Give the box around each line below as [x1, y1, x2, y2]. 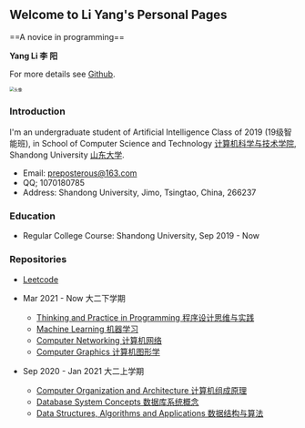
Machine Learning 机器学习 [36, 323, 139, 334]
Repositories [9, 253, 67, 266]
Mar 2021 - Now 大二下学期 [22, 292, 126, 303]
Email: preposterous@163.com [22, 168, 137, 178]
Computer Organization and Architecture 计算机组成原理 [36, 384, 248, 395]
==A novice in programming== [9, 31, 125, 42]
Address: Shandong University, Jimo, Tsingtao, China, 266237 [22, 187, 257, 199]
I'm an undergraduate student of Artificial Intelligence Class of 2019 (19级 [9, 127, 284, 138]
